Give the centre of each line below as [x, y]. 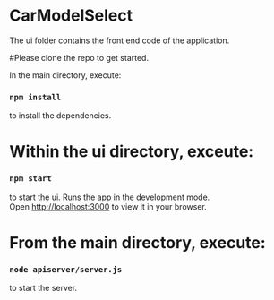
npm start [30, 179]
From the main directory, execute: [137, 242]
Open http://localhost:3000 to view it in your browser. [108, 206]
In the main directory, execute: [65, 75]
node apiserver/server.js [66, 269]
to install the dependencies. [60, 116]
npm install [35, 97]
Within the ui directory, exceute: [132, 152]
